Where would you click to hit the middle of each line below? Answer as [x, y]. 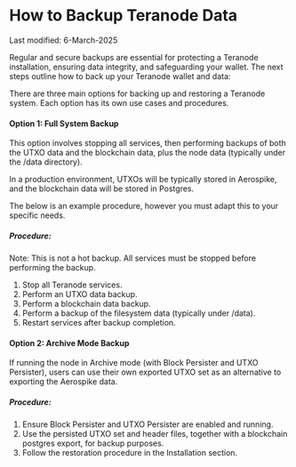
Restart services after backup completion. [99, 323]
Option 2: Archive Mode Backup [69, 342]
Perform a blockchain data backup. [86, 304]
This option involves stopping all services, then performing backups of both [148, 143]
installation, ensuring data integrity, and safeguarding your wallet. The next [146, 67]
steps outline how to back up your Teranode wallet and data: [120, 76]
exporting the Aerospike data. [64, 382]
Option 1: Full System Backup [64, 123]
